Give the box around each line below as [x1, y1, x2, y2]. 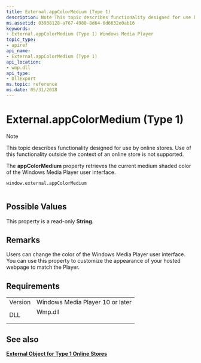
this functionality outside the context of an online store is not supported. [6, 151, 184, 158]
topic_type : [6, 37, 36, 43]
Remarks [6, 235, 41, 245]
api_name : [6, 48, 31, 54]
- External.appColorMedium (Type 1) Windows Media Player [6, 31, 154, 37]
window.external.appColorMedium [6, 180, 87, 186]
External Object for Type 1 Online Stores [6, 350, 108, 358]
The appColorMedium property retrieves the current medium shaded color [6, 162, 191, 169]
